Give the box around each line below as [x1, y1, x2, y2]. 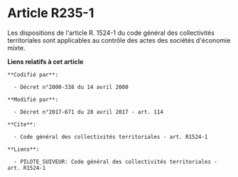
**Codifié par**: [7, 71, 59, 78]
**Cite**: [7, 121, 37, 128]
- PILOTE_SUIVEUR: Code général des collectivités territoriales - [13, 158, 218, 165]
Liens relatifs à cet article [7, 57, 84, 65]
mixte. [7, 43, 26, 52]
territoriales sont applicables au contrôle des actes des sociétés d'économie [7, 36, 231, 44]
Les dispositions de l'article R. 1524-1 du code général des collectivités [7, 28, 215, 37]
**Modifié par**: [7, 96, 59, 103]
